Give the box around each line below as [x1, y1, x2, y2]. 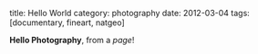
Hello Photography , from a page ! [9, 35, 135, 45]
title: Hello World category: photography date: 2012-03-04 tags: [9, 8, 251, 18]
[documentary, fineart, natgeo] [9, 17, 125, 28]
